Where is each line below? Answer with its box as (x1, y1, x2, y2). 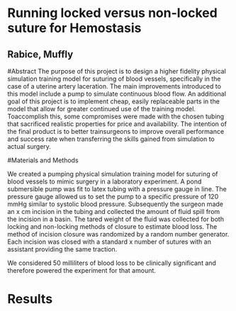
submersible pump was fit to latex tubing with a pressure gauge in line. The (7, 185, 227, 193)
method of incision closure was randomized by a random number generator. (7, 230, 230, 238)
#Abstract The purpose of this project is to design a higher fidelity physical (7, 67, 227, 75)
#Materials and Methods (7, 156, 79, 164)
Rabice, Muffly (7, 48, 74, 60)
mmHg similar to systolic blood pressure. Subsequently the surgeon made (7, 200, 223, 208)
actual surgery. (7, 142, 52, 150)
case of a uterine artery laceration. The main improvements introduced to (7, 82, 222, 90)
